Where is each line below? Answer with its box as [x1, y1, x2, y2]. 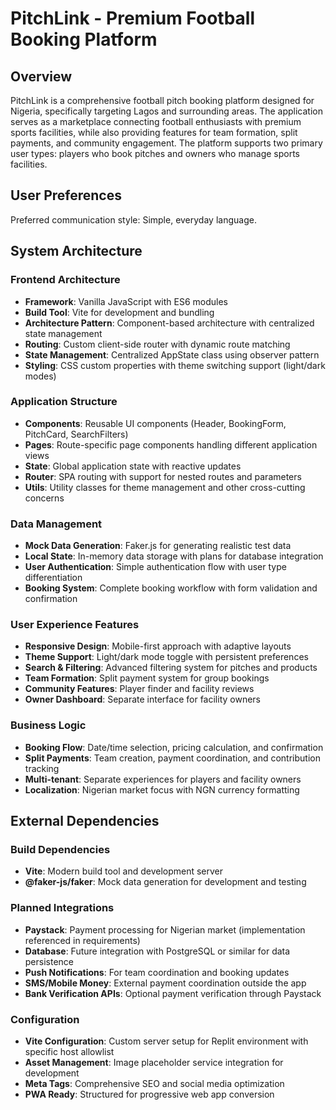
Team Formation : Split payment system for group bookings [24, 672, 270, 684]
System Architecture [10, 243, 143, 260]
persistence [24, 955, 75, 967]
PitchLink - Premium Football [10, 7, 256, 30]
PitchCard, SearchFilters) [24, 428, 129, 440]
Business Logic [10, 718, 87, 732]
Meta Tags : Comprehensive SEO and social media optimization [24, 1077, 285, 1089]
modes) [24, 370, 57, 382]
